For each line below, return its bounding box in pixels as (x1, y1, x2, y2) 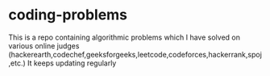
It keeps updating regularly (27, 58, 117, 68)
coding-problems (8, 6, 127, 24)
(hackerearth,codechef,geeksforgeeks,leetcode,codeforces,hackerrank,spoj (8, 49, 262, 59)
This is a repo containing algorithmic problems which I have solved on (8, 32, 240, 42)
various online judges (8, 40, 80, 50)
